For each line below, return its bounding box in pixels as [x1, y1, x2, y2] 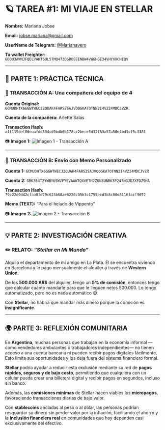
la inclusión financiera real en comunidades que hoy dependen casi [5, 415, 144, 421]
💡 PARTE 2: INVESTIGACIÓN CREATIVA [5, 231, 127, 240]
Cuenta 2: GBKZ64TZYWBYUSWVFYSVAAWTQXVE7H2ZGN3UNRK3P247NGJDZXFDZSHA [5, 177, 150, 183]
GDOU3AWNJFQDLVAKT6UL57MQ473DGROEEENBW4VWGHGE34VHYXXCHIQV [5, 57, 129, 61]
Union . [5, 270, 19, 276]
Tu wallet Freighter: [5, 52, 46, 57]
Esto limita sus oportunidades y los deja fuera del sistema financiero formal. [5, 355, 159, 361]
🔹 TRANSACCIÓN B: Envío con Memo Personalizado [5, 157, 132, 164]
